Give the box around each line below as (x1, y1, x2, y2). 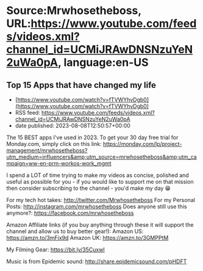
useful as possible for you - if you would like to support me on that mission (6, 178, 194, 185)
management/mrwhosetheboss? (6, 147, 88, 154)
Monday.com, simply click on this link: (6, 140, 102, 147)
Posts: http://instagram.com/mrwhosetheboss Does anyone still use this (6, 203, 187, 210)
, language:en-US (57, 56, 149, 70)
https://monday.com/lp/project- (102, 140, 182, 147)
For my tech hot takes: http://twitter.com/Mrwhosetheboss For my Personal (6, 197, 195, 203)
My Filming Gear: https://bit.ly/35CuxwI (6, 246, 105, 253)
